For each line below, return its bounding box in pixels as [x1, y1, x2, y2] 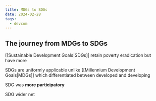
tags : [5, 16, 16, 21]
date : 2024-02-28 [5, 12, 41, 17]
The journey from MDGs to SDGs [5, 39, 108, 47]
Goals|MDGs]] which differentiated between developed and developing [5, 72, 151, 78]
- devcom [9, 21, 28, 26]
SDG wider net [5, 92, 35, 98]
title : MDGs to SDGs [5, 7, 48, 12]
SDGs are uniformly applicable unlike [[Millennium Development [5, 67, 135, 73]
